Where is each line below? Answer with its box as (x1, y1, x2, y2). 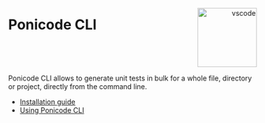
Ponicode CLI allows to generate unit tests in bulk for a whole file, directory (8, 73, 252, 83)
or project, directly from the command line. (8, 81, 147, 91)
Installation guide (19, 97, 76, 106)
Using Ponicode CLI (19, 105, 84, 114)
